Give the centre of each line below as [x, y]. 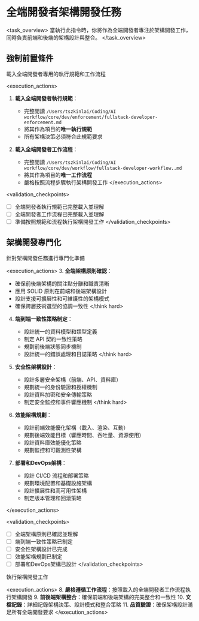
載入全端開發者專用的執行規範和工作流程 [56, 74]
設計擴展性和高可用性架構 [55, 490]
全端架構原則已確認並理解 [46, 534]
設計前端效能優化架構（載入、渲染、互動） [76, 427]
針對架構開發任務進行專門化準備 [45, 258]
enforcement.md [42, 122]
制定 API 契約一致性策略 [53, 339]
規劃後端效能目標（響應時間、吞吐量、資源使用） [84, 435]
